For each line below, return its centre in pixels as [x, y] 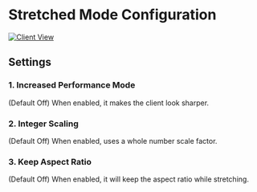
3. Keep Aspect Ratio [50, 161]
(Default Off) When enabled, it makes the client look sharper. [109, 103]
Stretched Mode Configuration [112, 15]
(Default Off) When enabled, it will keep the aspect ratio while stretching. [128, 179]
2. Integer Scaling [43, 124]
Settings [30, 62]
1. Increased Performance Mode [72, 85]
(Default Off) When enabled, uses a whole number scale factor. [113, 141]
